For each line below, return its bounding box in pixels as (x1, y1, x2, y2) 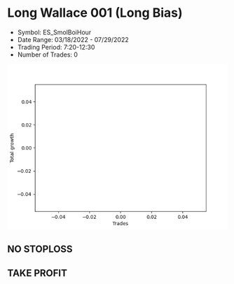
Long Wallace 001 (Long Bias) (7, 5, 184, 21)
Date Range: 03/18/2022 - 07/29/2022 (17, 35, 130, 43)
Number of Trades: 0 (17, 50, 78, 59)
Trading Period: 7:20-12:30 (17, 43, 95, 51)
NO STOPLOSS (7, 243, 73, 255)
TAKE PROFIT (7, 267, 68, 279)
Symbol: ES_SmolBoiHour (17, 28, 92, 36)
